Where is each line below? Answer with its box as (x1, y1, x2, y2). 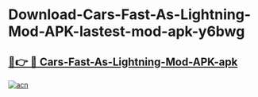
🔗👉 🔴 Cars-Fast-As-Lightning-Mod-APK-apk (8, 55, 238, 68)
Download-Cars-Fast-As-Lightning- (8, 6, 252, 24)
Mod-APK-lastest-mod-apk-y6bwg (8, 22, 245, 41)
